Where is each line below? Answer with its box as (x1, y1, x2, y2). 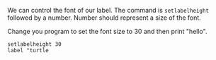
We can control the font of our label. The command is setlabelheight (7, 6, 209, 14)
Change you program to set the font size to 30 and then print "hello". (7, 28, 208, 35)
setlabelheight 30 (7, 41, 62, 48)
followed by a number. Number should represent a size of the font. (7, 13, 202, 22)
